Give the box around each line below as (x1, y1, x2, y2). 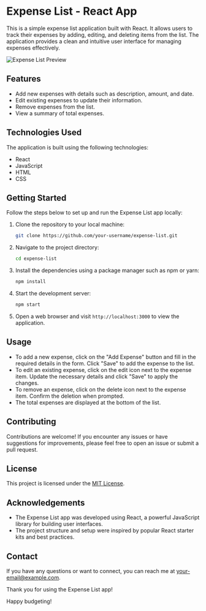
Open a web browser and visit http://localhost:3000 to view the (15, 313, 180, 320)
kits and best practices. (15, 533, 75, 541)
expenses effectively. (6, 44, 60, 51)
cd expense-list (15, 256, 57, 262)
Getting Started (6, 192, 67, 203)
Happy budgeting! (6, 598, 52, 605)
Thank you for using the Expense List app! (6, 585, 113, 593)
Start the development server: (15, 290, 91, 297)
